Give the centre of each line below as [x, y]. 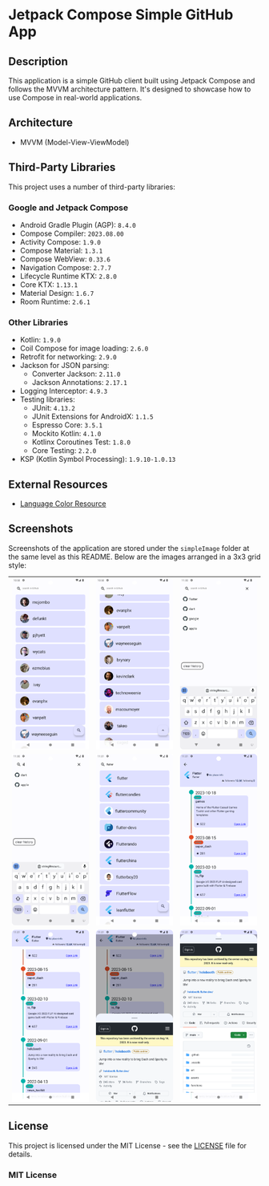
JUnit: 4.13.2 [54, 408]
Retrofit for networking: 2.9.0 [68, 357]
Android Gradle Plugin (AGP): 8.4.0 [78, 225]
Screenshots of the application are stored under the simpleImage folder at [129, 548]
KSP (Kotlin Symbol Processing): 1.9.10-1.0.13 [98, 459]
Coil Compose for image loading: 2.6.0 [84, 348]
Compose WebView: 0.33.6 [65, 259]
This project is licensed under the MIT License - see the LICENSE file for [127, 1145]
